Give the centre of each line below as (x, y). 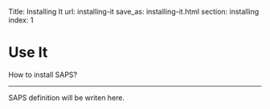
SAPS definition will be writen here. (67, 97)
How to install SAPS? (43, 75)
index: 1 (21, 20)
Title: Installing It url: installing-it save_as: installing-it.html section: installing (134, 12)
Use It (28, 52)
